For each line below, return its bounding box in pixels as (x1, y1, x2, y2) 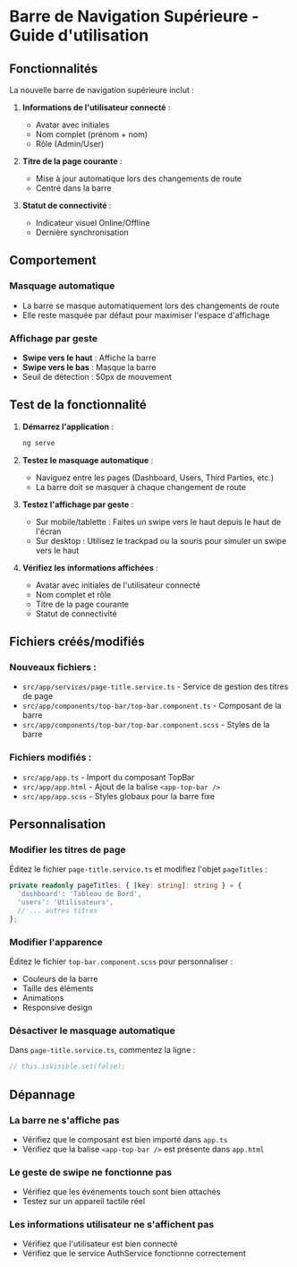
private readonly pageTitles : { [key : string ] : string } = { (9, 881, 242, 891)
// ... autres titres (17, 906, 98, 915)
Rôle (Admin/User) (35, 139, 105, 149)
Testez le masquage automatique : (21, 454, 154, 465)
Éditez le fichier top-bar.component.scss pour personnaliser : (9, 956, 233, 967)
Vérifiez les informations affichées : (21, 562, 158, 573)
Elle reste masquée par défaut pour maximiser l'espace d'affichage (21, 309, 270, 320)
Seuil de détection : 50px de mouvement (21, 371, 173, 382)
